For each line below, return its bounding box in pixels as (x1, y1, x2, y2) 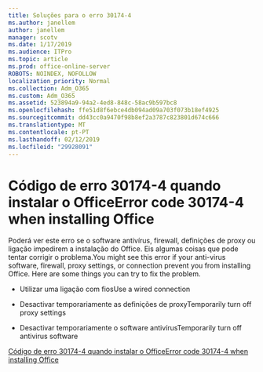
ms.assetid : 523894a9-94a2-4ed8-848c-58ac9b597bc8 (8, 99, 177, 107)
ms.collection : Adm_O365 (8, 84, 89, 93)
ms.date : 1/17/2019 (8, 41, 72, 49)
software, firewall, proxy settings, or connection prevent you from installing (8, 261, 251, 271)
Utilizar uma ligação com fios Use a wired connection (19, 284, 191, 294)
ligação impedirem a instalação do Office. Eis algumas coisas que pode (8, 244, 239, 253)
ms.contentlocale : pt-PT (8, 128, 89, 136)
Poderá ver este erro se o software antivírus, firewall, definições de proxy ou (8, 236, 256, 246)
